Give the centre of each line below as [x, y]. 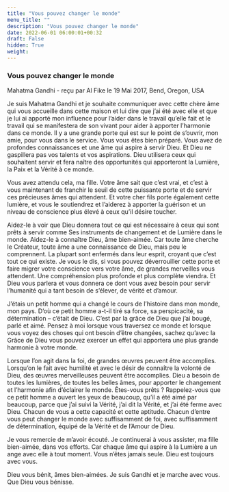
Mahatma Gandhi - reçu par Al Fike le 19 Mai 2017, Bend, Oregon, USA [106, 90]
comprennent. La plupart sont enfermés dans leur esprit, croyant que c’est [112, 254]
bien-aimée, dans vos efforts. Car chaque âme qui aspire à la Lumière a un [112, 447]
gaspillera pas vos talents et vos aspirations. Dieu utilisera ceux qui [102, 155]
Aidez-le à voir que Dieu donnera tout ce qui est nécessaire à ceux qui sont [113, 225]
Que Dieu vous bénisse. [40, 482]
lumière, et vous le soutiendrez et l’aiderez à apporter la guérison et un [107, 205]
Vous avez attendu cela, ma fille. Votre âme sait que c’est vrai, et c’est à [108, 183]
